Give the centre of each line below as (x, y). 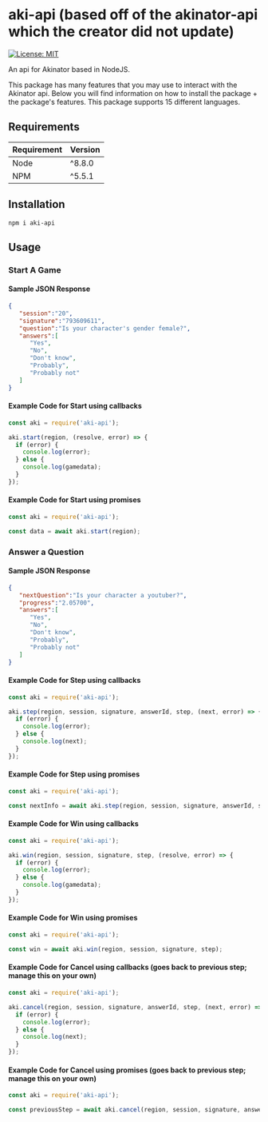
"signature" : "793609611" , (62, 321)
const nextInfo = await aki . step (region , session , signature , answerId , (132, 805)
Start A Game (35, 270)
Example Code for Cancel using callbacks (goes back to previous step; (128, 967)
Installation (37, 204)
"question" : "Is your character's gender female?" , (105, 328)
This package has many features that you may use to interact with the (123, 85)
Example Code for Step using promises (74, 774)
